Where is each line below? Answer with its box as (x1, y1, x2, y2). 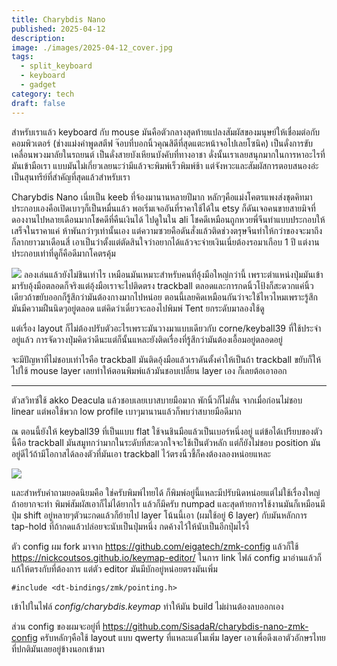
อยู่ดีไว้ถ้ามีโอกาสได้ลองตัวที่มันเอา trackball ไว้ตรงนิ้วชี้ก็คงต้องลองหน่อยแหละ (11, 447, 271, 460)
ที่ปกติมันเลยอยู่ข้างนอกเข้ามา (11, 642, 105, 655)
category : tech (11, 89, 75, 99)
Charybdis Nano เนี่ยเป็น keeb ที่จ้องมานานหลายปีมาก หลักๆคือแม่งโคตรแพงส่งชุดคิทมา (11, 191, 313, 203)
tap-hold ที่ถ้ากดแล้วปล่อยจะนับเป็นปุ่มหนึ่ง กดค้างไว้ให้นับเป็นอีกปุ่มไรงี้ (11, 520, 249, 532)
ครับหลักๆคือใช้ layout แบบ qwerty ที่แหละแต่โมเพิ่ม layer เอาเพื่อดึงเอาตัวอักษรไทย (39, 631, 326, 643)
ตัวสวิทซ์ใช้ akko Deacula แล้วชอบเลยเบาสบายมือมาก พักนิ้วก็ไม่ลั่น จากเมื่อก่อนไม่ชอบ (11, 394, 303, 406)
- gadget (20, 80, 57, 90)
